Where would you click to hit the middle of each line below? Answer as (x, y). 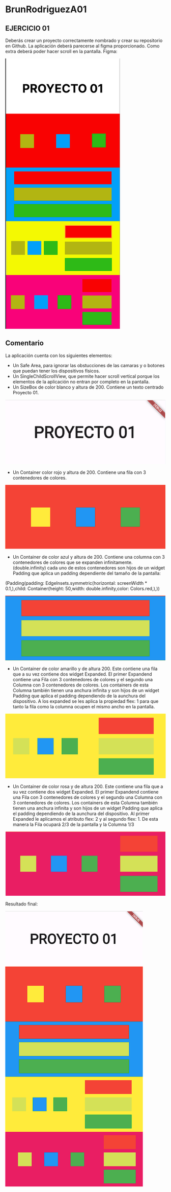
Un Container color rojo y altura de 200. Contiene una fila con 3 (79, 472)
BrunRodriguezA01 (46, 9)
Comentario (25, 343)
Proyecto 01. (26, 392)
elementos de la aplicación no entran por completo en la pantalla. (81, 382)
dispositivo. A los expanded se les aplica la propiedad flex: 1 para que (85, 701)
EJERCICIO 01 (27, 28)
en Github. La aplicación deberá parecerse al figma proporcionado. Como (82, 46)
